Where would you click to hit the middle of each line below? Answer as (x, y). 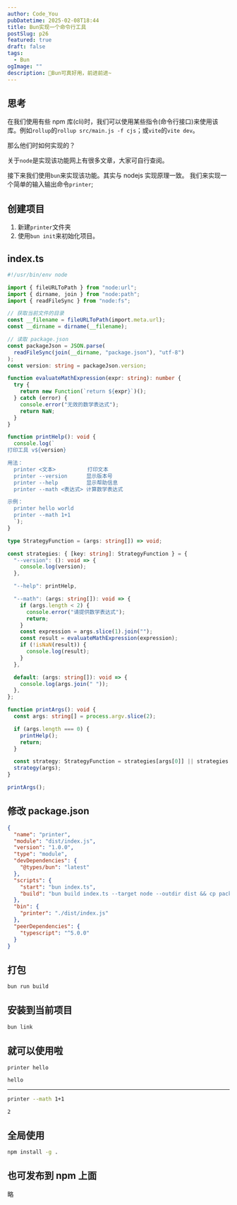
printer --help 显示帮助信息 (66, 482)
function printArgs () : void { (52, 710)
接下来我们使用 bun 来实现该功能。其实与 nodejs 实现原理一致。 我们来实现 (114, 176)
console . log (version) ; (53, 567)
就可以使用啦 (35, 1051)
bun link (20, 1027)
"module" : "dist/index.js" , (55, 841)
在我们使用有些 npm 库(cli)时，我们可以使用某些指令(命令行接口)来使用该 (113, 121)
